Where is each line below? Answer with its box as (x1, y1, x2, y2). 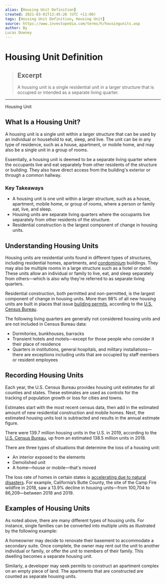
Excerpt (17, 71, 42, 80)
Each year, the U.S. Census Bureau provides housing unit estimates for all (5, 384, 155, 390)
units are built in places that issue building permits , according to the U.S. (5, 301, 153, 307)
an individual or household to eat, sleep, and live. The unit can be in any (5, 136, 152, 142)
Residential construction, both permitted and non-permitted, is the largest (5, 290, 155, 296)
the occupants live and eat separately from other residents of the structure (5, 162, 157, 167)
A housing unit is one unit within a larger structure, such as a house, (12, 196, 151, 202)
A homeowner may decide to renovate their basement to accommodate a (5, 537, 154, 543)
